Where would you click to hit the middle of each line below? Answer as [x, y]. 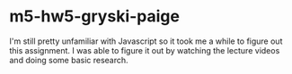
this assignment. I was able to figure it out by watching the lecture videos [145, 50]
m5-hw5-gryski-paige [94, 16]
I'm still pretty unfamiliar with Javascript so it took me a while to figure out [146, 41]
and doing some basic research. [69, 60]
